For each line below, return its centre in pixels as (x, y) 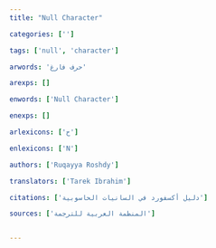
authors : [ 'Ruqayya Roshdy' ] (64, 165)
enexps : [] (30, 116)
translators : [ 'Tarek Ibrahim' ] (70, 181)
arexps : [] (30, 83)
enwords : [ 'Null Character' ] (64, 100)
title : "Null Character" (56, 18)
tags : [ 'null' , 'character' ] (64, 51)
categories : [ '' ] (42, 34)
